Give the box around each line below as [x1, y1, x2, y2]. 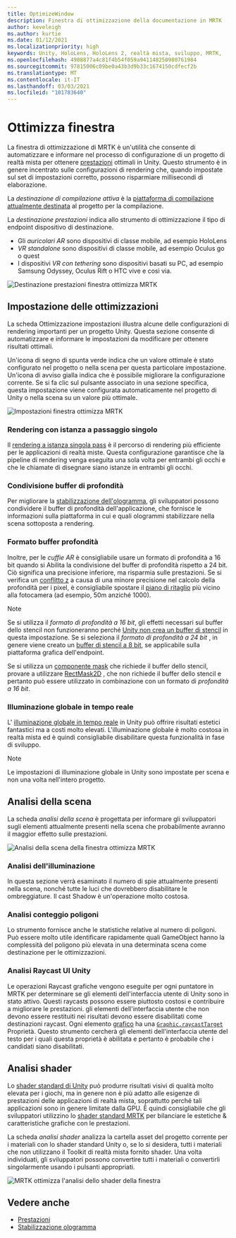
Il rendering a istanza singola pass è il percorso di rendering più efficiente [7, 441, 221, 449]
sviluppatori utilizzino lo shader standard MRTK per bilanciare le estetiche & [7, 1111, 227, 1120]
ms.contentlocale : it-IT [7, 76, 80, 83]
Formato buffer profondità [7, 537, 99, 547]
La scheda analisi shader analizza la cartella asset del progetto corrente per [7, 1132, 228, 1141]
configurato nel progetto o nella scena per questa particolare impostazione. [7, 363, 227, 372]
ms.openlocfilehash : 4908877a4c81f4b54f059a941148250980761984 [7, 57, 197, 64]
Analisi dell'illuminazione [7, 861, 95, 871]
